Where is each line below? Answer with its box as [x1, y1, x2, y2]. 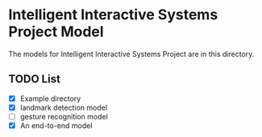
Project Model [8, 22, 104, 41]
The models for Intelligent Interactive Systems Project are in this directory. [8, 49, 255, 58]
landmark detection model [19, 103, 107, 112]
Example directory [19, 94, 81, 103]
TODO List [8, 72, 60, 86]
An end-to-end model [19, 120, 93, 130]
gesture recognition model [19, 111, 109, 121]
